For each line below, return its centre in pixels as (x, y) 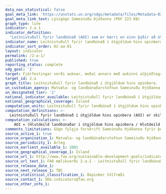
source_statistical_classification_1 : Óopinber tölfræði (65, 175)
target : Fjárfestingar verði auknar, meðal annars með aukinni (72, 74)
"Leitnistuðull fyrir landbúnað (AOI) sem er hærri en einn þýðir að (83, 38)
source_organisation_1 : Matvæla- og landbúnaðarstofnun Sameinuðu (75, 138)
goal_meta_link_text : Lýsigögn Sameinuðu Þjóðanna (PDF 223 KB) (73, 19)
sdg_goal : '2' (20, 70)
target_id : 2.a (21, 78)
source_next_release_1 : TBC (34, 170)
